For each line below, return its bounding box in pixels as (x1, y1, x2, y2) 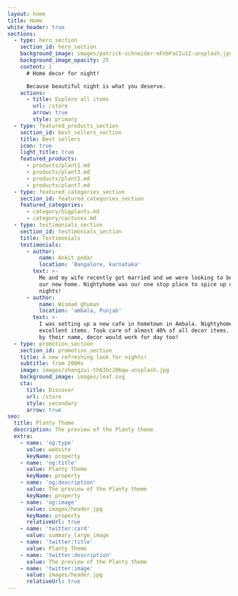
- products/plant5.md (25, 175, 91, 182)
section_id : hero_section (20, 43, 97, 50)
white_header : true (7, 23, 65, 31)
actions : (20, 90, 46, 97)
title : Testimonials (20, 234, 81, 242)
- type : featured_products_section (13, 122, 119, 129)
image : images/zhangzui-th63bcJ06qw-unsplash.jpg (20, 367, 170, 374)
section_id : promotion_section (20, 347, 113, 354)
